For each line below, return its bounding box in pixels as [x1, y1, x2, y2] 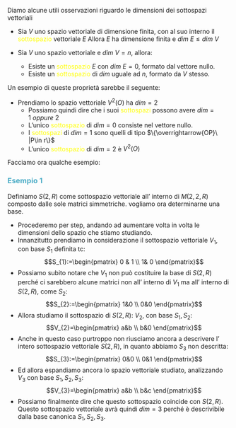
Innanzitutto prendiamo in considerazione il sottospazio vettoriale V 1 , [17, 236, 218, 246]
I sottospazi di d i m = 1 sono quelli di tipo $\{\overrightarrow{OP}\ [28, 128, 218, 137]
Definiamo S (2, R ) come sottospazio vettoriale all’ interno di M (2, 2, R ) [7, 192, 208, 200]
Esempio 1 [7, 176, 43, 186]
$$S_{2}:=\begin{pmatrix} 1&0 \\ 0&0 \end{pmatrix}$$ [45, 300, 203, 308]
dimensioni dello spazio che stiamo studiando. [17, 228, 153, 236]
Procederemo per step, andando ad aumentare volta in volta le [17, 221, 200, 229]
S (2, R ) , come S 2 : [17, 287, 68, 297]
